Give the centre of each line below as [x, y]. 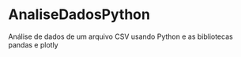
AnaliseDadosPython [79, 15]
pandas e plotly [33, 44]
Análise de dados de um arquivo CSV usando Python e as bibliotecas [120, 36]
